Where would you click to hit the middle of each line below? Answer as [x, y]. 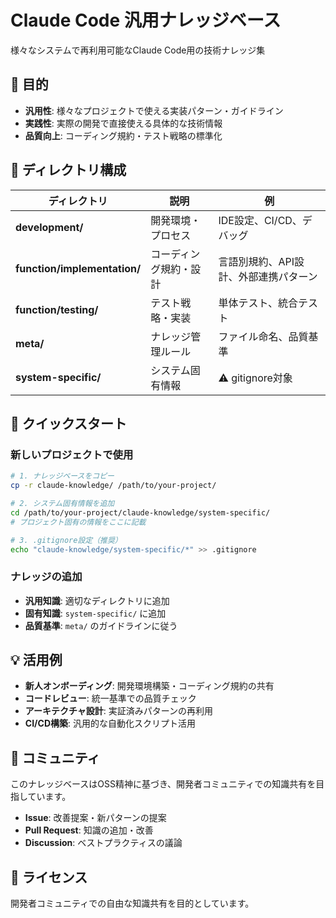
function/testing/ [57, 309]
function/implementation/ [78, 268]
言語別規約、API [256, 261]
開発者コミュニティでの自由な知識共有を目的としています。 [132, 903]
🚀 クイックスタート [69, 423]
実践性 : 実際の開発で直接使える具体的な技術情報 [123, 123]
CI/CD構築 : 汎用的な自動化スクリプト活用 [110, 723]
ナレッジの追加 [46, 577]
